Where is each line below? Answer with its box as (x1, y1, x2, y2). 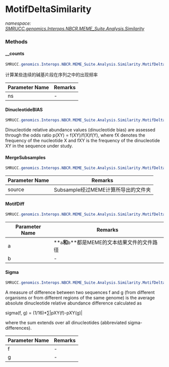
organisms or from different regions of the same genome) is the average (5, 295, 155, 301)
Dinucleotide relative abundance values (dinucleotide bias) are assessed (5, 127, 155, 133)
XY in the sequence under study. (5, 143, 73, 149)
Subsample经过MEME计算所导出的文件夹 (53, 187, 151, 194)
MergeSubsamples (5, 154, 46, 160)
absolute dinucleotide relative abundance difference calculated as (5, 300, 142, 306)
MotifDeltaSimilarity (5, 4, 92, 15)
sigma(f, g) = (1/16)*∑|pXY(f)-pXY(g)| (5, 310, 83, 316)
